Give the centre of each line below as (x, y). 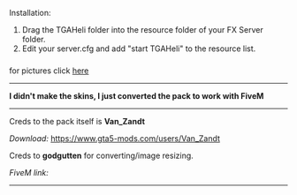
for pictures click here (49, 71)
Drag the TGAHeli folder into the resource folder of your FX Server (142, 30)
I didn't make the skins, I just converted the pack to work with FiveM (137, 95)
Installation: (30, 13)
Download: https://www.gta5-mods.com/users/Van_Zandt (115, 138)
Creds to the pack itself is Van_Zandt (77, 121)
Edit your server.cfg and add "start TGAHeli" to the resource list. (139, 49)
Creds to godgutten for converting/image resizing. (102, 155)
